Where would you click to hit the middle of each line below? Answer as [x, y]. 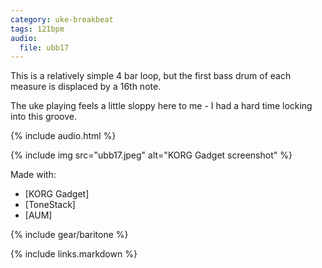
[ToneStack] [50, 205]
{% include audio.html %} [63, 136]
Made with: [33, 175]
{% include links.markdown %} [74, 254]
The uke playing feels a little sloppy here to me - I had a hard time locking [161, 106]
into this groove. [43, 117]
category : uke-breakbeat [62, 19]
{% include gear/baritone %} [69, 235]
